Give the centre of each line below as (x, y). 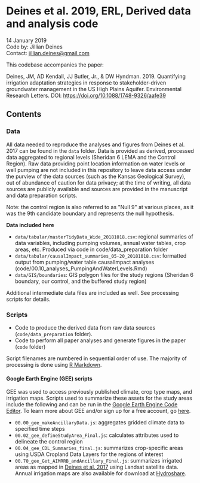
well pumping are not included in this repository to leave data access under (99, 170)
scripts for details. (28, 299)
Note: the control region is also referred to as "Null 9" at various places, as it (100, 207)
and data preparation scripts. (42, 195)
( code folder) (30, 346)
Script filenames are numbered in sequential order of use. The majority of (96, 358)
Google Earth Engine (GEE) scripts (49, 378)
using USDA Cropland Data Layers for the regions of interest (89, 454)
